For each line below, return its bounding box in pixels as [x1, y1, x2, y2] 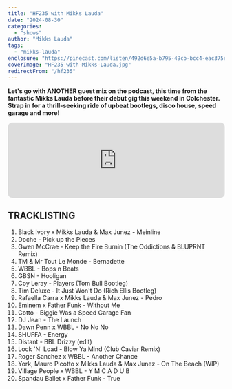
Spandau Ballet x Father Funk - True [17, 375, 120, 383]
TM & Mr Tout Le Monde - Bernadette [17, 257, 125, 266]
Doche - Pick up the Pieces [17, 235, 96, 244]
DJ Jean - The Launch [17, 316, 82, 324]
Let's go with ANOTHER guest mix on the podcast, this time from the [8, 87, 207, 95]
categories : [8, 23, 42, 30]
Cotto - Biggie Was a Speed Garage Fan [17, 308, 131, 317]
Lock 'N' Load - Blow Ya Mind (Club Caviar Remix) [17, 345, 161, 353]
